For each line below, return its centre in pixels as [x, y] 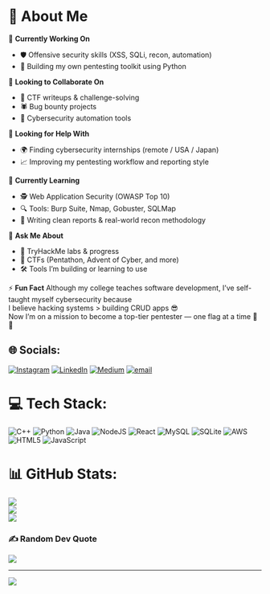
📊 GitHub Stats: [63, 474]
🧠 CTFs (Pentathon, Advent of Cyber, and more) [99, 260]
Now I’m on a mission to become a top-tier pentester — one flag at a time [130, 316]
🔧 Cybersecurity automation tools [76, 118]
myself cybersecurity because [82, 299]
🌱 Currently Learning [44, 180]
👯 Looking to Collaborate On [56, 82]
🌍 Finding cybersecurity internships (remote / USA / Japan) [119, 150]
